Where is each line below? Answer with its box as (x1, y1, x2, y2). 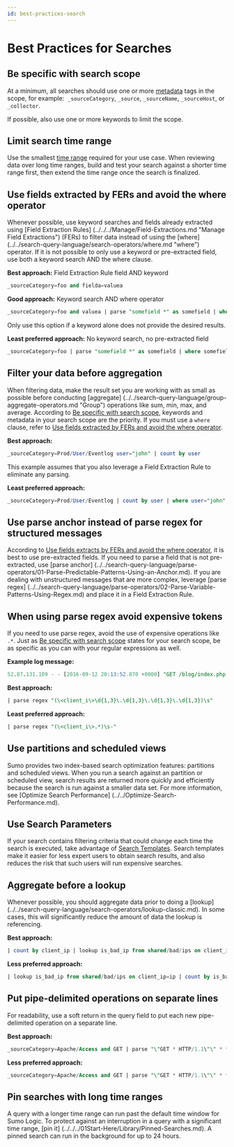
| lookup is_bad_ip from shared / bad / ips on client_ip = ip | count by (7, 973, 210, 980)
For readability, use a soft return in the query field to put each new (7, 1011, 197, 1019)
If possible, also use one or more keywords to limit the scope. (7, 114, 183, 123)
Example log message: (7, 658, 75, 666)
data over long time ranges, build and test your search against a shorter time (7, 161, 227, 170)
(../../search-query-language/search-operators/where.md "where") (7, 240, 200, 249)
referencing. (7, 920, 42, 928)
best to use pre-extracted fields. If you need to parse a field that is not (7, 553, 209, 562)
